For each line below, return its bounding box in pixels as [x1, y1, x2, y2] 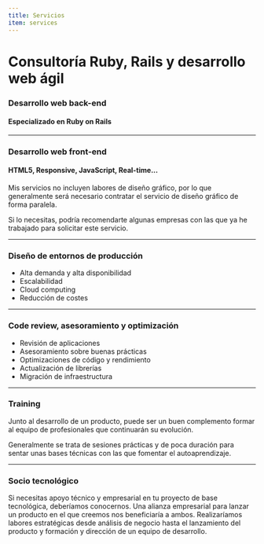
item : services [8, 19, 58, 27]
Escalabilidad [19, 277, 63, 286]
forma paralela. [8, 200, 57, 209]
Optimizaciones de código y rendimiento [19, 355, 151, 364]
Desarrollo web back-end [8, 97, 107, 108]
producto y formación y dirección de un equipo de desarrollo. [8, 527, 207, 536]
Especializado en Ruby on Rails [8, 117, 112, 127]
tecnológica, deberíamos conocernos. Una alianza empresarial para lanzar [8, 502, 250, 511]
